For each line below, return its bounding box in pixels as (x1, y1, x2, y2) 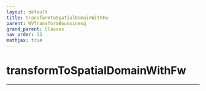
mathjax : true (6, 37, 43, 43)
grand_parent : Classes (6, 26, 64, 32)
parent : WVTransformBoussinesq (6, 20, 86, 26)
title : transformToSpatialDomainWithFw (6, 15, 109, 21)
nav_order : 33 (6, 32, 43, 38)
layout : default (6, 9, 48, 15)
